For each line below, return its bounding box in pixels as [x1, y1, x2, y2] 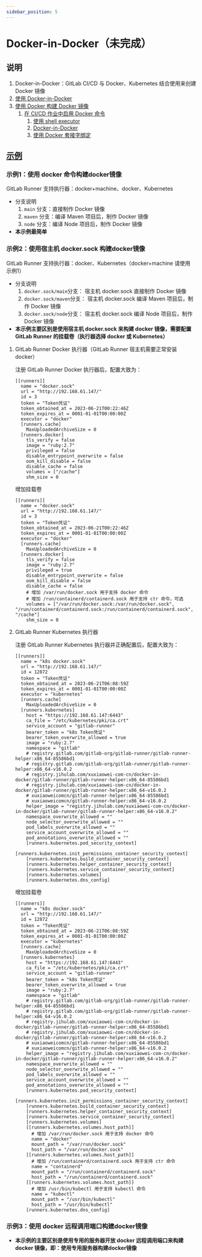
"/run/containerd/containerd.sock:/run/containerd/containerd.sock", [14, 606, 194, 612]
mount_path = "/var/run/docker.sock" [31, 1141, 127, 1147]
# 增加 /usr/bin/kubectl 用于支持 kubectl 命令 [31, 1186, 146, 1192]
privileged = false [26, 448, 75, 454]
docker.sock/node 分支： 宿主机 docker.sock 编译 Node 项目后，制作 [24, 310, 193, 317]
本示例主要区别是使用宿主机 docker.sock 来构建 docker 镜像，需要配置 [14, 325, 192, 332]
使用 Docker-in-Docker [14, 95, 72, 102]
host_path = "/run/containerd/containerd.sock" [31, 1174, 153, 1180]
